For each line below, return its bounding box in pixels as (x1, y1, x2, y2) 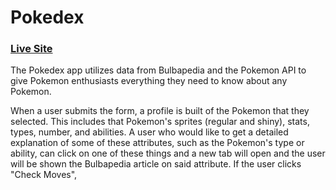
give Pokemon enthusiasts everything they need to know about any (10, 75, 288, 87)
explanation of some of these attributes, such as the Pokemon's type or (10, 137, 305, 149)
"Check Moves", (10, 169, 78, 181)
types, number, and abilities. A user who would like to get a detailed (10, 126, 289, 138)
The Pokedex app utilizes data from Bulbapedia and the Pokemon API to (10, 64, 307, 76)
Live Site (10, 42, 53, 56)
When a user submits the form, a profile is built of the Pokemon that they (10, 105, 310, 117)
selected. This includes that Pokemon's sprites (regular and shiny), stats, (10, 116, 310, 128)
